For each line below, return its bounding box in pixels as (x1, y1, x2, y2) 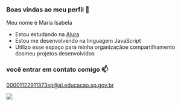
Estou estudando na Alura (14, 31, 80, 38)
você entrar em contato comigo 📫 (6, 66, 109, 74)
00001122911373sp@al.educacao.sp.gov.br (6, 81, 114, 89)
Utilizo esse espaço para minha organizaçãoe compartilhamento (14, 43, 176, 51)
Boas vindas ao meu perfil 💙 (6, 5, 90, 14)
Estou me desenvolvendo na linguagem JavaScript (14, 37, 141, 45)
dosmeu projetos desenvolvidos (14, 50, 95, 57)
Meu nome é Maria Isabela (6, 19, 72, 26)
